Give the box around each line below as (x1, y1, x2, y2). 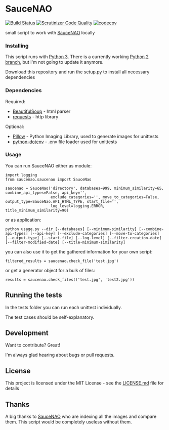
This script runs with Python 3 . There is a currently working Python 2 (5, 54, 149, 60)
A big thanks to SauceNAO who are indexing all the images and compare (5, 413, 157, 420)
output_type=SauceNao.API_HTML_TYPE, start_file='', (5, 199, 119, 204)
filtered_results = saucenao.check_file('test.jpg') (5, 259, 119, 264)
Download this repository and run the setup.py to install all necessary (5, 69, 150, 75)
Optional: (5, 123, 24, 130)
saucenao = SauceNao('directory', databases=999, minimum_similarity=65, (5, 186, 164, 191)
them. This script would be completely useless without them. (5, 419, 132, 425)
